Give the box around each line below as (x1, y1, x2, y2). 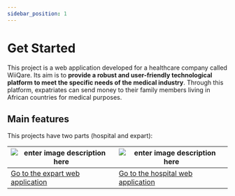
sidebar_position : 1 (7, 10, 68, 17)
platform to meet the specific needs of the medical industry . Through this (7, 78, 224, 86)
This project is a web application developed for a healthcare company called (7, 63, 227, 72)
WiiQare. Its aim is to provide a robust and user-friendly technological (7, 70, 213, 79)
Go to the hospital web (118, 169, 193, 179)
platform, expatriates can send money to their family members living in (7, 85, 211, 94)
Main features (7, 113, 70, 125)
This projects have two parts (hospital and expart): (7, 132, 153, 140)
